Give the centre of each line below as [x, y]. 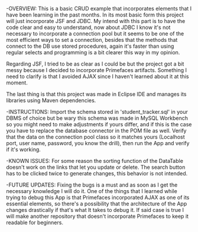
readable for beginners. [35, 223]
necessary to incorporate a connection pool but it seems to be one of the [95, 34]
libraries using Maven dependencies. [51, 100]
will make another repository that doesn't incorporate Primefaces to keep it [98, 216]
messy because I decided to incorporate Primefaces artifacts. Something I [97, 70]
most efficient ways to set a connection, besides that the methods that [92, 40]
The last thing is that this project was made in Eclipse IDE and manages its [96, 94]
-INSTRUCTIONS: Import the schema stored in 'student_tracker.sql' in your [97, 112]
